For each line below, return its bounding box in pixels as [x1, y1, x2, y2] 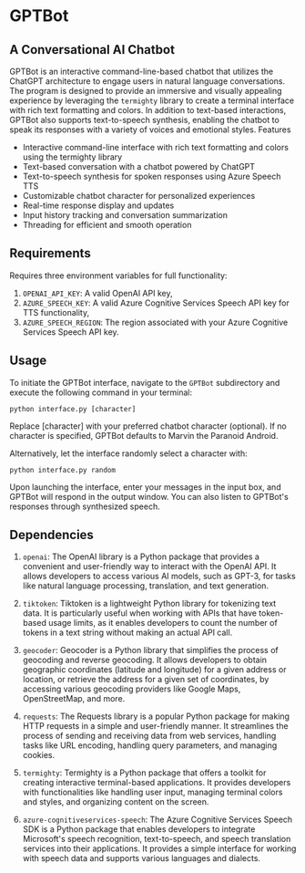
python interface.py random [9, 465, 117, 474]
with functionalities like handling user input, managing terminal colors [22, 786, 283, 798]
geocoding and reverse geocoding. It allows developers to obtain [22, 654, 267, 666]
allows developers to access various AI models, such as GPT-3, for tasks [22, 571, 296, 582]
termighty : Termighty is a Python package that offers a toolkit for [22, 767, 267, 778]
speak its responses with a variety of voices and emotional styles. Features [9, 124, 291, 135]
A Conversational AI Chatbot [9, 42, 176, 57]
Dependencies [9, 527, 94, 543]
